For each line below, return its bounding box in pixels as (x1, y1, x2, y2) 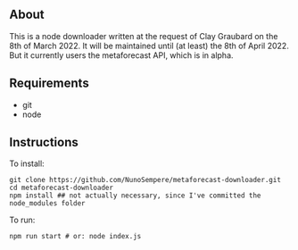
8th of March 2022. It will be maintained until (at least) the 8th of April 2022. (9, 40, 290, 51)
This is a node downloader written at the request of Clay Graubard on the (9, 30, 278, 41)
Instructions (9, 135, 79, 150)
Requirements (9, 76, 89, 91)
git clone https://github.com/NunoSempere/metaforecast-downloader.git (9, 176, 281, 185)
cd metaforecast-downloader (9, 183, 114, 193)
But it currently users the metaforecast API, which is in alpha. (9, 49, 234, 61)
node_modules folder (9, 199, 87, 208)
